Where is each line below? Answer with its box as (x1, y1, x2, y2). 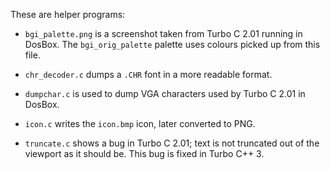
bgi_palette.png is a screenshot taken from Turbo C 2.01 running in (24, 28, 303, 39)
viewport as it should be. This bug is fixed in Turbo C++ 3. (24, 148, 265, 159)
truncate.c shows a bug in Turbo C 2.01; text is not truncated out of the (24, 137, 320, 149)
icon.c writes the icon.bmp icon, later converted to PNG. (24, 118, 256, 129)
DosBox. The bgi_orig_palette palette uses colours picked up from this (24, 39, 321, 50)
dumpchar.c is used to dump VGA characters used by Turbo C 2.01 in (24, 88, 306, 99)
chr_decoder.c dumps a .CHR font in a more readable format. (24, 69, 273, 80)
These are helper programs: (10, 9, 126, 20)
